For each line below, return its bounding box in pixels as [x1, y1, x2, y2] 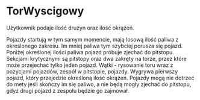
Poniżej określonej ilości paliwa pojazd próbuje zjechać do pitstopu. [6, 48, 175, 55]
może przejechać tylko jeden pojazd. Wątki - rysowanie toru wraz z [6, 61, 173, 69]
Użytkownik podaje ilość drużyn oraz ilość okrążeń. [6, 24, 134, 31]
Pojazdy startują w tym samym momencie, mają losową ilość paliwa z [6, 36, 179, 43]
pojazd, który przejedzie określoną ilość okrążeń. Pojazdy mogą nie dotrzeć [6, 74, 195, 81]
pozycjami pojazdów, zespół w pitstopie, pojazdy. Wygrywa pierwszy [6, 67, 178, 75]
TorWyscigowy [6, 4, 84, 18]
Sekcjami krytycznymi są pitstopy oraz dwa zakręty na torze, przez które [6, 55, 187, 62]
